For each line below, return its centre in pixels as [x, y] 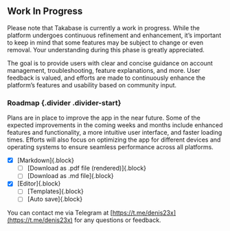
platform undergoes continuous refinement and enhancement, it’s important [114, 35]
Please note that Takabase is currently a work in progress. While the [104, 27]
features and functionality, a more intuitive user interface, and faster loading [115, 133]
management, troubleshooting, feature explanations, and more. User [104, 70]
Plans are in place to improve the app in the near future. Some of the [104, 118]
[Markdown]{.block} [45, 160]
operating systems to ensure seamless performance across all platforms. [111, 147]
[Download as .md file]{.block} [71, 176]
